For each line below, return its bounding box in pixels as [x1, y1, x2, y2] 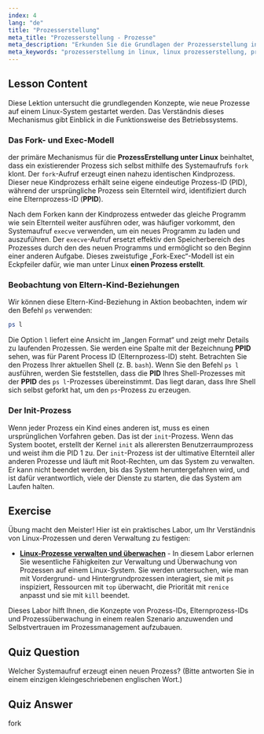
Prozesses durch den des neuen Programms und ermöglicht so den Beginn [8, 243, 251, 253]
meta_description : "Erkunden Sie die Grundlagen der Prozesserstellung [8, 41, 247, 49]
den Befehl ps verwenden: [8, 306, 93, 315]
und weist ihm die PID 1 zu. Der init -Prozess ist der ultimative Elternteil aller [8, 448, 255, 458]
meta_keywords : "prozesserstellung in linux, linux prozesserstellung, [8, 48, 247, 56]
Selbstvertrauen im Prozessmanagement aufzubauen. [8, 623, 183, 632]
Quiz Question [8, 645, 80, 658]
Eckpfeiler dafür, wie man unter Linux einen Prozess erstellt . [8, 260, 206, 269]
